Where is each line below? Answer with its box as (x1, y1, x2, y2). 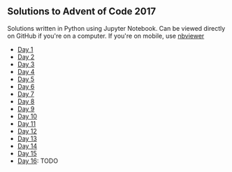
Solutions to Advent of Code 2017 (7, 6, 156, 17)
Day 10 (17, 112, 37, 120)
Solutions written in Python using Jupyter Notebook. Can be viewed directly (7, 24, 226, 32)
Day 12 (17, 127, 37, 135)
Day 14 (17, 141, 38, 150)
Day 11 (17, 119, 36, 128)
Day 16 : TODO (17, 157, 58, 165)
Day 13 (17, 134, 37, 143)
